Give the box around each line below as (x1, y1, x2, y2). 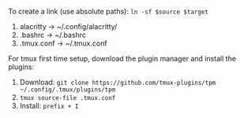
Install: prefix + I (19, 101, 79, 110)
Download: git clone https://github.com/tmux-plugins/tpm (19, 78, 216, 87)
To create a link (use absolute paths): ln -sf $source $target (8, 7, 209, 16)
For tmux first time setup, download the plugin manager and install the (8, 54, 237, 63)
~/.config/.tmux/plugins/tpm (19, 86, 116, 94)
